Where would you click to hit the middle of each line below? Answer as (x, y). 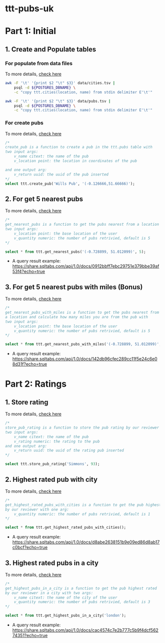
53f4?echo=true (28, 271)
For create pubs (24, 123)
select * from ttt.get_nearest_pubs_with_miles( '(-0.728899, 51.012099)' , (83, 344)
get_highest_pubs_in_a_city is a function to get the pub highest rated (81, 588)
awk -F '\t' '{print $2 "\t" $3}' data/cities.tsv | (60, 83)
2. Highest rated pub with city (51, 479)
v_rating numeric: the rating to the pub (57, 441)
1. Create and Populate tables (51, 49)
